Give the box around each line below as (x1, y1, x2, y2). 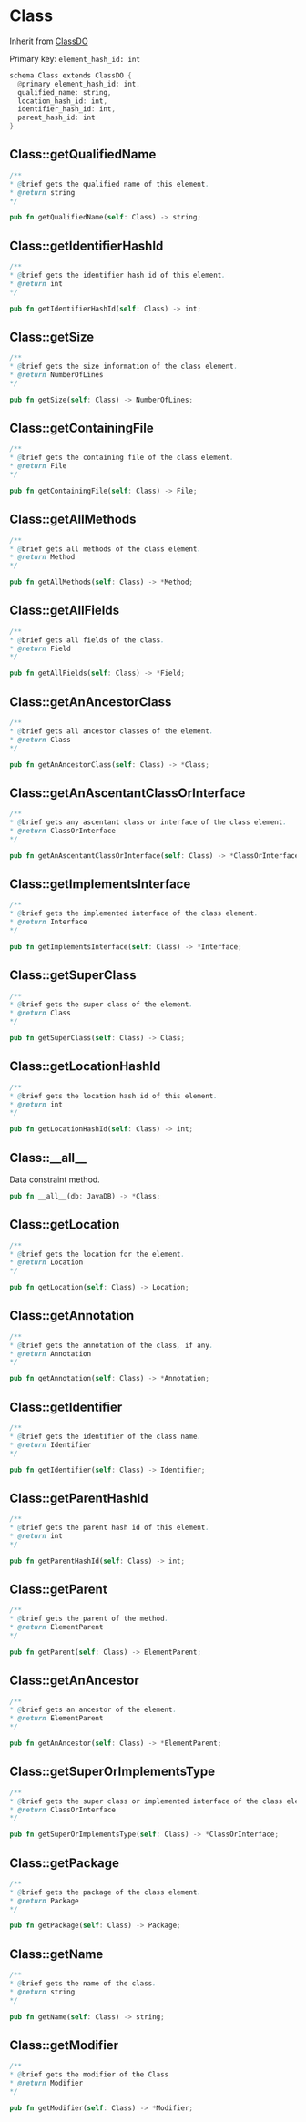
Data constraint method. (9, 1174, 100, 1185)
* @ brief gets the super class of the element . (9, 1000, 194, 1009)
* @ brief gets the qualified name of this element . (9, 179, 209, 189)
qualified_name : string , (17, 87, 112, 97)
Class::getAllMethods (9, 512, 137, 527)
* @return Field (9, 644, 71, 653)
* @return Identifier (9, 1440, 92, 1449)
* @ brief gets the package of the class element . (9, 1887, 202, 1897)
